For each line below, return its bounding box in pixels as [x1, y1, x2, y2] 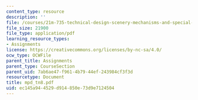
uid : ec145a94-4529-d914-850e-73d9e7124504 [6, 85, 115, 91]
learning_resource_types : [6, 36, 70, 42]
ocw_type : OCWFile [6, 52, 51, 58]
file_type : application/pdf [6, 31, 75, 36]
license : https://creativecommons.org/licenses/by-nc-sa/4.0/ [6, 47, 162, 53]
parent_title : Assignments [6, 58, 72, 64]
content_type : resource [6, 8, 65, 15]
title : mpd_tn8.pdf [6, 80, 54, 86]
